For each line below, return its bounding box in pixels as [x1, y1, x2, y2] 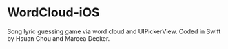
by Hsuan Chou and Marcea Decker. [7, 34, 110, 42]
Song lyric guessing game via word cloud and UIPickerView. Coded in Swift [7, 27, 221, 35]
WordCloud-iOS [7, 5, 100, 20]
